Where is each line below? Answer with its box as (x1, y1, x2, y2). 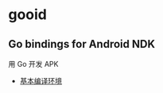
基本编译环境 (19, 76, 62, 85)
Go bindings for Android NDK (8, 37, 156, 51)
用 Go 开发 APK (8, 60, 59, 68)
